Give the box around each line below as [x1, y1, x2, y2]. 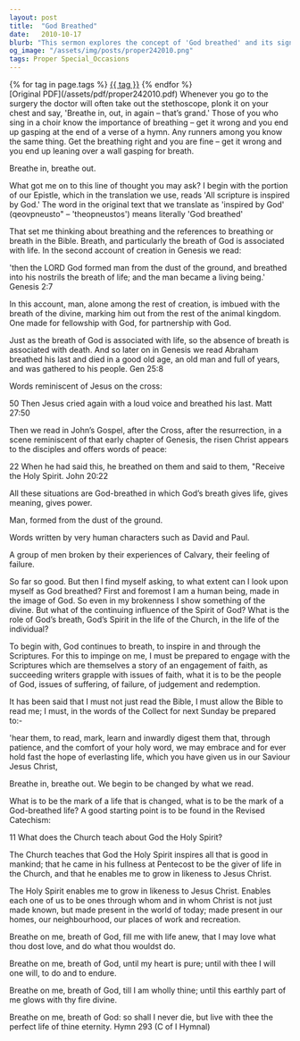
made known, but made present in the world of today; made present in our [9, 904, 283, 915]
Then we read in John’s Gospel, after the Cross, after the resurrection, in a [9, 425, 282, 435]
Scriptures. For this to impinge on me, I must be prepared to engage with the [9, 651, 290, 661]
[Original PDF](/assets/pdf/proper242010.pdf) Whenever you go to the [9, 88, 269, 99]
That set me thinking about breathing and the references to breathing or [9, 226, 274, 237]
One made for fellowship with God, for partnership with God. [9, 318, 232, 328]
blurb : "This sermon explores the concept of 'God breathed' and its [9, 38, 274, 47]
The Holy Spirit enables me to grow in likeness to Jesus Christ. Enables [9, 886, 271, 896]
